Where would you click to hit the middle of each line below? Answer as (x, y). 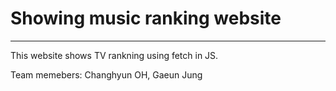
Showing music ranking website (146, 18)
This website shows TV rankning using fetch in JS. (114, 55)
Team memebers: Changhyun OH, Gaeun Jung (106, 74)
